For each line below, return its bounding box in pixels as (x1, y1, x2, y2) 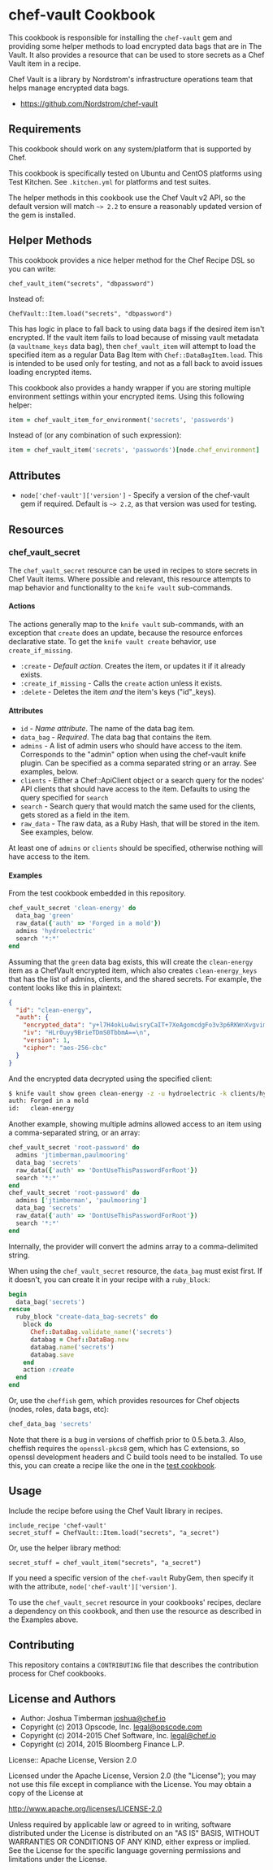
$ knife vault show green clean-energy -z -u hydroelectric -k (8, 1089, 227, 1097)
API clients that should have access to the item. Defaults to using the (19, 784, 250, 794)
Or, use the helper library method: (8, 1543, 122, 1553)
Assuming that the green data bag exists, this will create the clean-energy (8, 957, 253, 966)
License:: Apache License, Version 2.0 (8, 1755, 136, 1765)
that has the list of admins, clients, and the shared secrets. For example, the (8, 974, 262, 983)
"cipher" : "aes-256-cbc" (23, 1044, 107, 1052)
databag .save (29, 1350, 75, 1359)
